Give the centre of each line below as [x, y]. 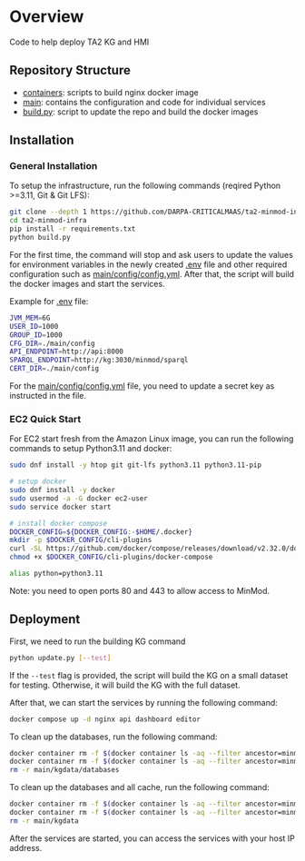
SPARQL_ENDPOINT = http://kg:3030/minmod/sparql [99, 361]
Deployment [45, 619]
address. [26, 847]
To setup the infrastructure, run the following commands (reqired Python [145, 186]
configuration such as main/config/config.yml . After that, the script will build [152, 273]
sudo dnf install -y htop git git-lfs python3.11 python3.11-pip [135, 465]
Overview [47, 17]
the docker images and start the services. [87, 283]
